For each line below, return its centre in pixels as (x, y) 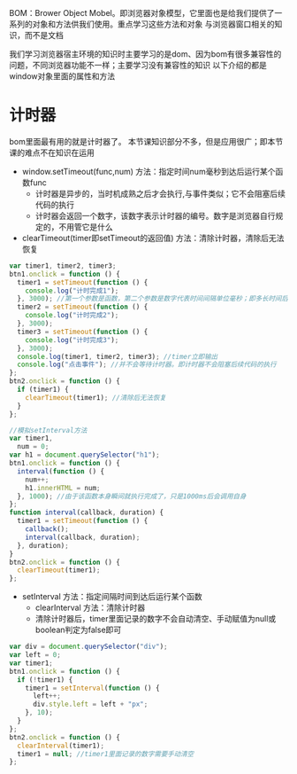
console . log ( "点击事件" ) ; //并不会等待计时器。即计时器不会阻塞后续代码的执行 (147, 365)
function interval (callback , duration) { (87, 512)
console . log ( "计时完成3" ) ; (72, 340)
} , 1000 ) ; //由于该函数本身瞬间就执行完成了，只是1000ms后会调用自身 (132, 496)
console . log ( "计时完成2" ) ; (72, 316)
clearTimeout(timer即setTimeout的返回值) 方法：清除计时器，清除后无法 (153, 238)
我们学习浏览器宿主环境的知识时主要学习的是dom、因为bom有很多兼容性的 (145, 54)
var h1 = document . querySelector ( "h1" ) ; (85, 455)
